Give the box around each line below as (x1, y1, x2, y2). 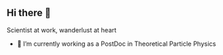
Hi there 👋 (6, 7, 51, 19)
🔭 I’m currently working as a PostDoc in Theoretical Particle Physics (16, 39, 217, 48)
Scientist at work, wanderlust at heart (6, 25, 117, 34)
